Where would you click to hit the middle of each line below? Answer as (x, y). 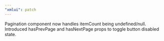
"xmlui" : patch (20, 10)
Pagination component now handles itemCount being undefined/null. (75, 24)
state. (10, 34)
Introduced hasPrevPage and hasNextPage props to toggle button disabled (82, 29)
